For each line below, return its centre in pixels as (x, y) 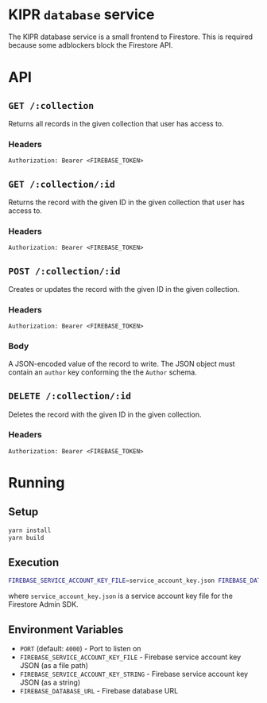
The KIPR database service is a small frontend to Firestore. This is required (130, 37)
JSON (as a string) (50, 682)
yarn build (26, 538)
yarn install (30, 530)
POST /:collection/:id (64, 271)
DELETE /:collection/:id (70, 396)
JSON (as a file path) (54, 666)
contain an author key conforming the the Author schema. (103, 372)
